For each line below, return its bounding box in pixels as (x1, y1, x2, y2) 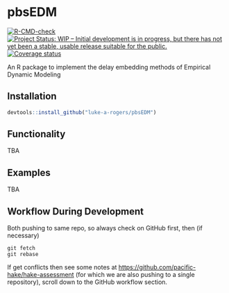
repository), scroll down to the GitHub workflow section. (7, 278, 168, 286)
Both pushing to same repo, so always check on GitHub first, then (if (7, 224, 203, 232)
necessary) (7, 231, 40, 240)
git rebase (7, 251, 39, 258)
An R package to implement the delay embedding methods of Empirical (7, 63, 211, 71)
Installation (7, 90, 57, 102)
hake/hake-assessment (7, 271, 74, 279)
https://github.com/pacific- (118, 263, 196, 271)
